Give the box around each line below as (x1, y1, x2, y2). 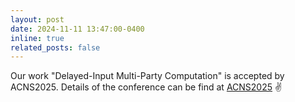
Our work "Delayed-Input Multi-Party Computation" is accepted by (10, 70, 285, 82)
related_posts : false (10, 42, 101, 53)
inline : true (10, 33, 65, 43)
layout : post (10, 14, 65, 25)
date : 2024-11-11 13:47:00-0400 (10, 24, 145, 34)
